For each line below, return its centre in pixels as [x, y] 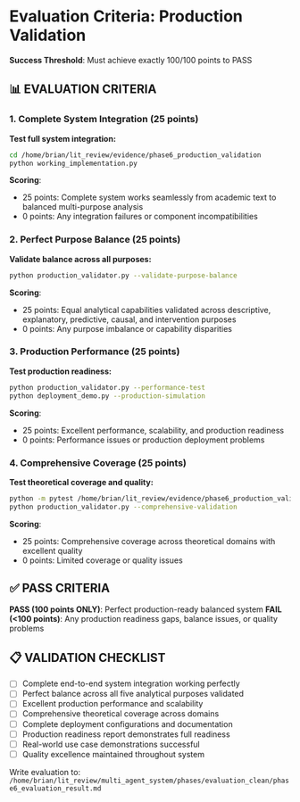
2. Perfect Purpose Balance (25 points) [95, 240]
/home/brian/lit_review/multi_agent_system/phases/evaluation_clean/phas [150, 781]
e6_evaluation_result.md [55, 788]
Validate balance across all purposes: [80, 259]
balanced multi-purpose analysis [83, 207]
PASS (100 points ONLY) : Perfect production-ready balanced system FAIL [146, 609]
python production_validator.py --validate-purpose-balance [124, 275]
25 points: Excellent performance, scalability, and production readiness [153, 430]
